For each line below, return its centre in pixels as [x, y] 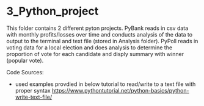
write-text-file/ [34, 97]
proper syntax [33, 90]
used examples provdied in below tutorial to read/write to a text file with [105, 84]
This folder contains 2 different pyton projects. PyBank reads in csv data [97, 28]
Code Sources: [25, 72]
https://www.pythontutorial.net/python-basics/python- [120, 90]
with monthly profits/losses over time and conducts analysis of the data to [100, 34]
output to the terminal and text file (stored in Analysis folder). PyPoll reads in [102, 41]
